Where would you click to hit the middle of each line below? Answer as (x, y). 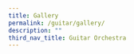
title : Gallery (33, 15)
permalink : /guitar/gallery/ (57, 23)
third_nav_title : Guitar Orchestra (67, 38)
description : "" (35, 30)
